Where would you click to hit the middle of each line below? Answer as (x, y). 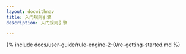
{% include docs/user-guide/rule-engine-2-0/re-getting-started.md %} (93, 45)
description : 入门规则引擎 (37, 23)
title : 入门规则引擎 (29, 17)
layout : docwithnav (30, 12)
